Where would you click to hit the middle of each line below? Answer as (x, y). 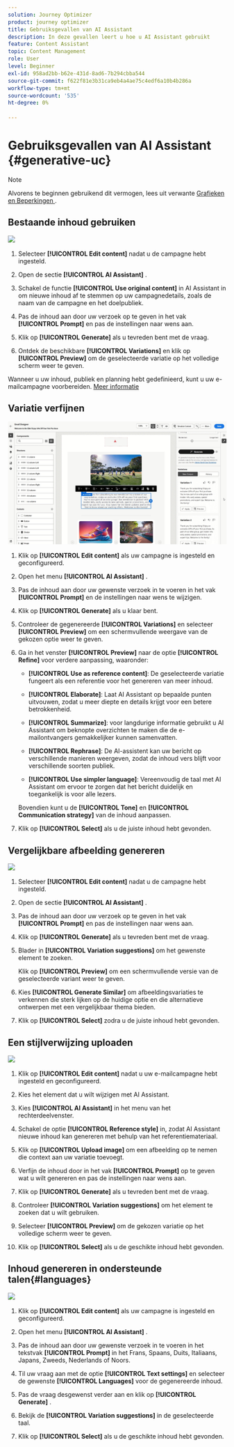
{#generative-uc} (60, 161)
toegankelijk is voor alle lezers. (72, 794)
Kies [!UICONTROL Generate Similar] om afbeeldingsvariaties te (110, 992)
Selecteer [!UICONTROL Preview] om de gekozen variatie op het (111, 1225)
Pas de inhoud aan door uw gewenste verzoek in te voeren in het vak (117, 590)
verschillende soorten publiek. (72, 766)
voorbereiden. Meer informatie (95, 386)
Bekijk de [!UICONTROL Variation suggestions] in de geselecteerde (116, 1415)
